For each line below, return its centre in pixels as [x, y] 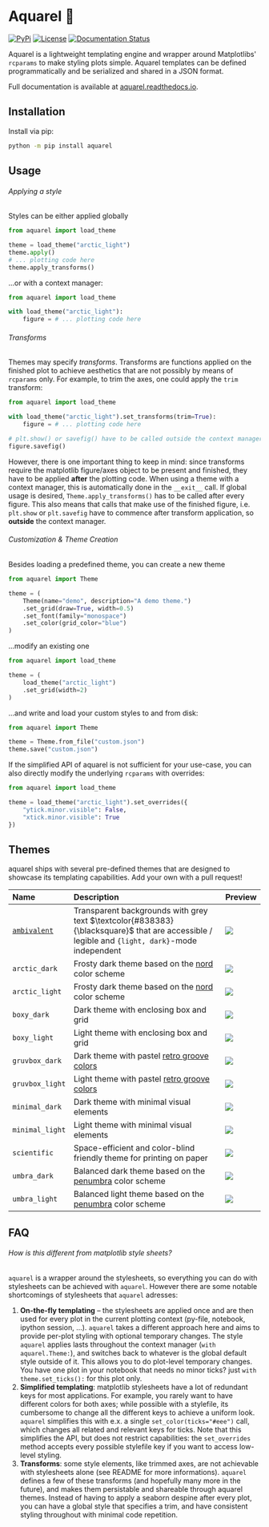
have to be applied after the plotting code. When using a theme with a [124, 478]
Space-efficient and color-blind [134, 1148]
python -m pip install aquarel [60, 146]
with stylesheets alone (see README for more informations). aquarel [133, 1472]
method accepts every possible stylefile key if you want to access [128, 1446]
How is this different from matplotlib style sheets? [90, 1253]
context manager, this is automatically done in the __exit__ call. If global [127, 487]
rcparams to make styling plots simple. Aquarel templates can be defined [127, 62]
